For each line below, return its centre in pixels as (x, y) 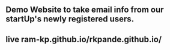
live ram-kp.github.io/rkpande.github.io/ (84, 39)
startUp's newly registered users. (70, 19)
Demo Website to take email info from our (85, 10)
